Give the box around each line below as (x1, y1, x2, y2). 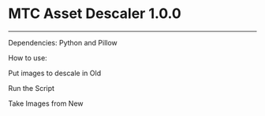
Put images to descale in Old (8, 68, 101, 78)
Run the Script (8, 83, 55, 92)
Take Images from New (8, 99, 84, 108)
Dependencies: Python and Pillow (8, 38, 118, 47)
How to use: (8, 53, 47, 63)
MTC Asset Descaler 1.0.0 (8, 5, 181, 23)
